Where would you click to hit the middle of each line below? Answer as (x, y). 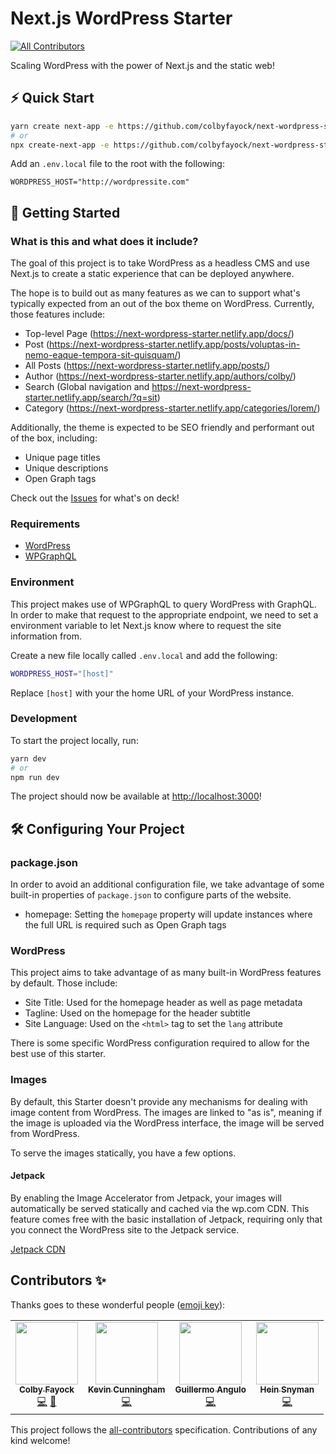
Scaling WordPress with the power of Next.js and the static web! (142, 65)
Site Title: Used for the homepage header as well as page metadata (163, 1003)
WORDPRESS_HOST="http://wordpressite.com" (100, 182)
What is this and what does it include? (104, 241)
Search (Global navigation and (87, 387)
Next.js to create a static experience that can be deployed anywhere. (152, 274)
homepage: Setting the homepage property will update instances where (168, 914)
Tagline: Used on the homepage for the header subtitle (137, 1013)
